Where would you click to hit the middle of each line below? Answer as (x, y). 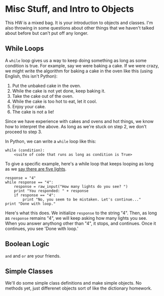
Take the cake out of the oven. (43, 96)
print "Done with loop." (30, 204)
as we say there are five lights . (36, 169)
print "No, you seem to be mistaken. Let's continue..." (82, 199)
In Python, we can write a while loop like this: (51, 141)
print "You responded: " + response (51, 191)
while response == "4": (29, 182)
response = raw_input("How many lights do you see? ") (71, 186)
